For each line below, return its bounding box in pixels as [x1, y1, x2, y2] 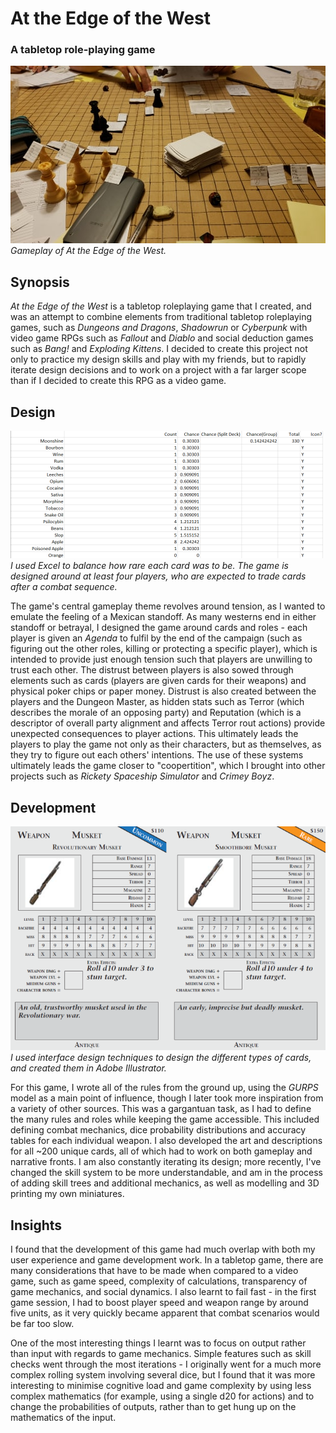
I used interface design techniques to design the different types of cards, [10, 1052, 312, 1064]
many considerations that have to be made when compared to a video [10, 1265, 299, 1277]
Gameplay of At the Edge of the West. [10, 245, 167, 257]
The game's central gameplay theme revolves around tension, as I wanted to [10, 600, 326, 612]
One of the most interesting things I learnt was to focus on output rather [10, 1337, 307, 1349]
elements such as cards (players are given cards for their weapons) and [10, 675, 307, 687]
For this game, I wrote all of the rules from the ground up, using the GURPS [10, 1082, 319, 1094]
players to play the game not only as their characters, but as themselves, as [10, 738, 322, 751]
